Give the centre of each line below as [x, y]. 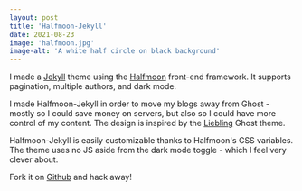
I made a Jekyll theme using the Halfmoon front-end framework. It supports [150, 77]
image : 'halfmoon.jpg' [52, 43]
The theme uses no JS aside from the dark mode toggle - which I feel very [148, 150]
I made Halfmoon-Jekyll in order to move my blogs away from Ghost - [139, 104]
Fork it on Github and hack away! [71, 177]
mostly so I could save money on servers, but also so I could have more [143, 114]
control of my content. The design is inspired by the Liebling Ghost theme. [147, 123]
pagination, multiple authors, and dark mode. [93, 86]
